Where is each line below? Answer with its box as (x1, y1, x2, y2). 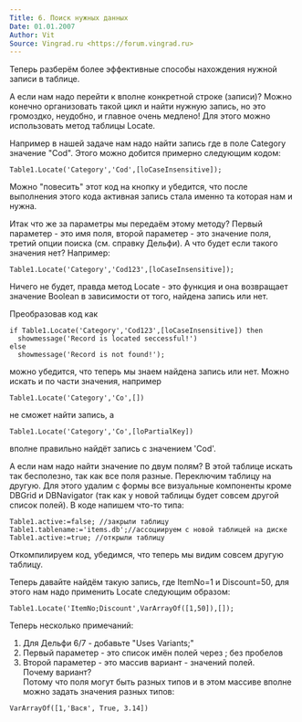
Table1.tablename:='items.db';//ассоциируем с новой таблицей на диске (9, 526, 287, 535)
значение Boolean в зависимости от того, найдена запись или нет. (9, 291, 269, 302)
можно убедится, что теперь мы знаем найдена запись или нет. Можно (9, 366, 290, 377)
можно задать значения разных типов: (22, 686, 175, 697)
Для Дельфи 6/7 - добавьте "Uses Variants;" (22, 638, 194, 649)
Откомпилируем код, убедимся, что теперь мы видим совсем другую (9, 549, 285, 560)
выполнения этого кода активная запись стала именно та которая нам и (9, 191, 293, 202)
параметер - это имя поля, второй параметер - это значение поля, (9, 228, 272, 239)
